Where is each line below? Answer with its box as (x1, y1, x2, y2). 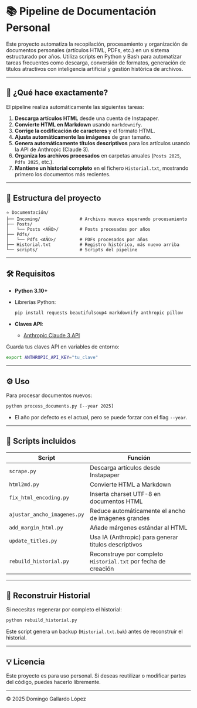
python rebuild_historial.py (6, 617, 77, 624)
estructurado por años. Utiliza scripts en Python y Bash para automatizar (6, 53, 182, 60)
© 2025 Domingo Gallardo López (6, 695, 86, 703)
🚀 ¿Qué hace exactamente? (6, 88, 108, 98)
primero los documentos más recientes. (14, 170, 111, 177)
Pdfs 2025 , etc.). (14, 158, 54, 165)
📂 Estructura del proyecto (6, 193, 101, 203)
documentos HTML (90, 497, 143, 505)
